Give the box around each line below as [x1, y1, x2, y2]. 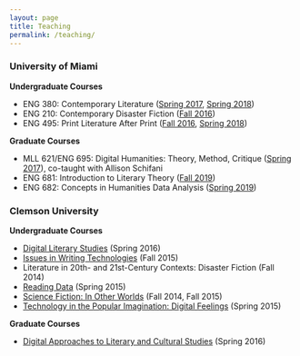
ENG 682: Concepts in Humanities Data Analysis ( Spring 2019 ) [22, 182, 257, 193]
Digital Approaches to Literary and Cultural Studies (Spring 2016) [22, 335, 266, 346]
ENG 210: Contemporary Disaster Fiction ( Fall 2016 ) [22, 108, 215, 119]
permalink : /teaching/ [9, 30, 95, 39]
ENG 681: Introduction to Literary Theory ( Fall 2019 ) [22, 172, 216, 183]
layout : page [9, 13, 59, 23]
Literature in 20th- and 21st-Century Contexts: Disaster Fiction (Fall [22, 262, 275, 272]
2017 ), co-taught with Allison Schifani [22, 163, 164, 173]
